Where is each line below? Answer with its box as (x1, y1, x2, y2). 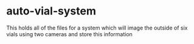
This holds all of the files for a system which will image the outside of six (6, 24, 188, 31)
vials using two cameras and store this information (6, 30, 133, 37)
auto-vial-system (6, 4, 96, 18)
